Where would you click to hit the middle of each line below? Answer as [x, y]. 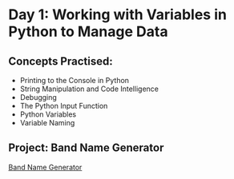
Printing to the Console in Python [75, 80]
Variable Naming [47, 123]
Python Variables [48, 114]
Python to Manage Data [88, 32]
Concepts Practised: [61, 61]
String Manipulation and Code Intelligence [89, 89]
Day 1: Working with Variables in [117, 15]
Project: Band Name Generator [86, 148]
